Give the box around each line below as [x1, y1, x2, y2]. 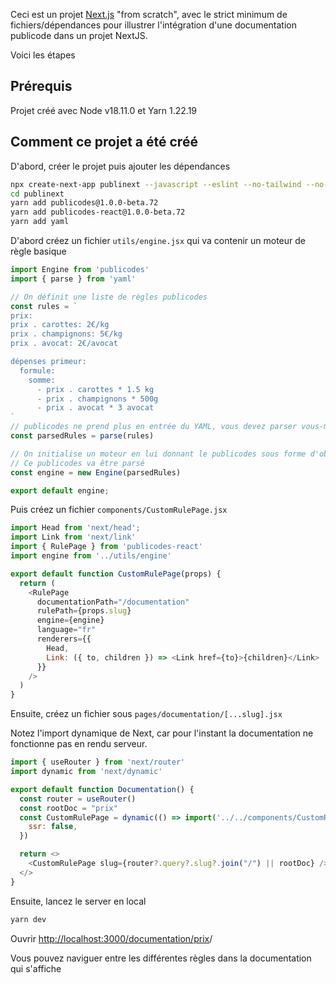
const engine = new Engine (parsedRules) [10, 467, 182, 478]
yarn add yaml [10, 217, 70, 227]
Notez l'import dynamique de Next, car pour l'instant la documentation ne [10, 727, 314, 739]
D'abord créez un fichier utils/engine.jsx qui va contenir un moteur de [10, 235, 306, 246]
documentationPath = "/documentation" [36, 597, 190, 607]
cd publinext [10, 189, 65, 199]
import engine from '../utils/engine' [10, 551, 172, 561]
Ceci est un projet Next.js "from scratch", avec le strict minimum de [10, 9, 288, 20]
